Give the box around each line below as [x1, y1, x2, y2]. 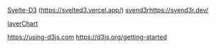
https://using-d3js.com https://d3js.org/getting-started [7, 33, 168, 41]
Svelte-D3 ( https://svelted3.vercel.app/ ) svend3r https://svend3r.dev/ [7, 6, 209, 14]
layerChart [7, 19, 38, 27]
